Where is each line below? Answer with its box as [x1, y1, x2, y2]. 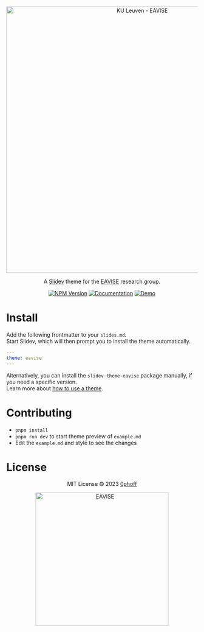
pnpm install [15, 427, 49, 434]
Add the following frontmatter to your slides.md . [6, 331, 127, 338]
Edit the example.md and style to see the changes [15, 439, 137, 446]
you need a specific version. [6, 378, 77, 385]
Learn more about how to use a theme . [6, 384, 103, 392]
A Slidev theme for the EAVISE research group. [43, 278, 161, 285]
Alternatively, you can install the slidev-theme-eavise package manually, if [6, 371, 192, 379]
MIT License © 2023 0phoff [67, 480, 137, 488]
